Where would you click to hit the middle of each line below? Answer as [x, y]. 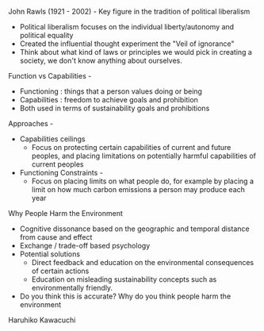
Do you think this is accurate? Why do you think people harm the [125, 296]
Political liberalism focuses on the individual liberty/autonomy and [127, 27]
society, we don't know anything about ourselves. [101, 60]
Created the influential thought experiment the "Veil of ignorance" [127, 44]
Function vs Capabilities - [50, 76]
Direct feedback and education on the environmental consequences [143, 262]
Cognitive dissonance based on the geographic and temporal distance [134, 229]
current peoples [57, 164]
